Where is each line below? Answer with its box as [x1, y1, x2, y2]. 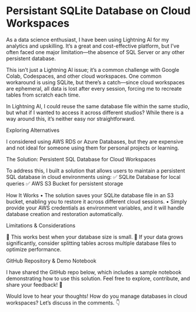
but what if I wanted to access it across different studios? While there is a [6, 109, 184, 116]
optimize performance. [6, 245, 62, 253]
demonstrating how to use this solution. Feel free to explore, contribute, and [6, 275, 190, 282]
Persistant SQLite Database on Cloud [6, 4, 191, 18]
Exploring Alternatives [6, 127, 60, 134]
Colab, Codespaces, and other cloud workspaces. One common [6, 72, 162, 79]
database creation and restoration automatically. [6, 210, 124, 217]
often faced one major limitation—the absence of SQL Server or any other [6, 48, 185, 55]
